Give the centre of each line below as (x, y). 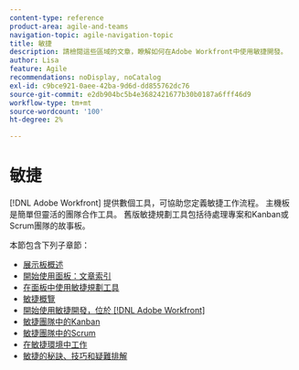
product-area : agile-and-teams (69, 26)
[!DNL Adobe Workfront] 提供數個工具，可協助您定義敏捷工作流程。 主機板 (150, 203)
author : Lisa (34, 60)
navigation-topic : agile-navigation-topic (91, 35)
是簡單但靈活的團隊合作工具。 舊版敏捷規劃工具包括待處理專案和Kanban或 (149, 215)
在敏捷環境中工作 (55, 344)
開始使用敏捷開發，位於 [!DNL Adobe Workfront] (114, 311)
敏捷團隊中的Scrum (59, 333)
